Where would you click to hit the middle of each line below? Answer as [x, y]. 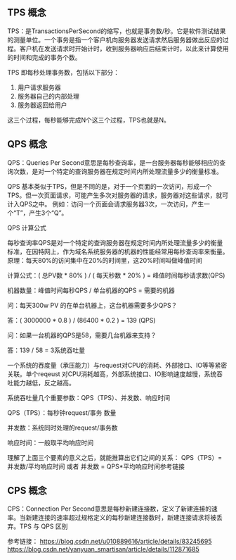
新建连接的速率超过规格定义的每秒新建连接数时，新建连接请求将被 [121, 518]
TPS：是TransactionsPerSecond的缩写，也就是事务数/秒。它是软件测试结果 [117, 31]
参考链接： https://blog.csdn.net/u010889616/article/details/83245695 [110, 542]
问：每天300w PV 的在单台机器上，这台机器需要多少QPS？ [92, 305]
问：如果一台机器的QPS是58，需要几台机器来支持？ [82, 335]
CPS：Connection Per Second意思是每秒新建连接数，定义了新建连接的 [110, 509]
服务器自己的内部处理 [48, 96]
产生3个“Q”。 [48, 213]
